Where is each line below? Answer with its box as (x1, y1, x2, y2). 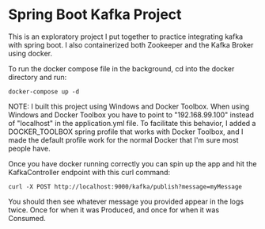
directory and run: (8, 72, 67, 82)
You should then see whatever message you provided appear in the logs (8, 197, 244, 206)
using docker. (8, 48, 53, 58)
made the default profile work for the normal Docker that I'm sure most (8, 135, 239, 144)
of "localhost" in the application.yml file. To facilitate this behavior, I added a (8, 118, 256, 128)
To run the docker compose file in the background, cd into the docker (8, 63, 235, 73)
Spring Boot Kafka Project (8, 6, 182, 24)
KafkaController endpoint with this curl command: (8, 167, 171, 177)
